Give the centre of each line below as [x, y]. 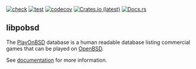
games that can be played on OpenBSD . [55, 48]
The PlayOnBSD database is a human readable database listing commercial [98, 42]
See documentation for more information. [57, 60]
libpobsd [23, 28]
